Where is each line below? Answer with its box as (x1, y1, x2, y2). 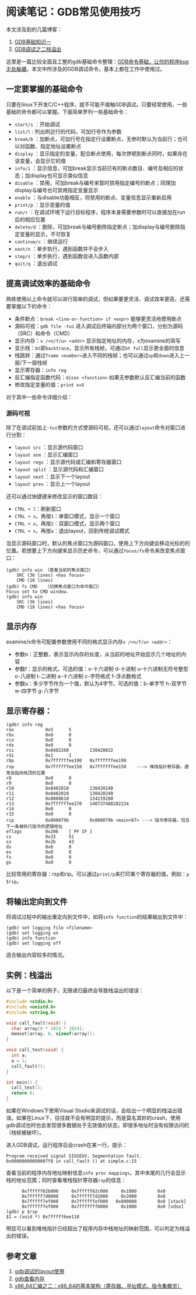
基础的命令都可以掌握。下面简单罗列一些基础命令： (6, 108, 129, 115)
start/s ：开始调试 (14, 121, 60, 128)
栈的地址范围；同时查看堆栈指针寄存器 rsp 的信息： (6, 1177, 127, 1184)
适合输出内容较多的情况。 (6, 952, 68, 959)
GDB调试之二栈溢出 (14, 45, 62, 53)
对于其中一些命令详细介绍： (6, 393, 73, 400)
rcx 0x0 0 (6, 737, 72, 743)
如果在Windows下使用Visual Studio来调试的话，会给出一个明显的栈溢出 (6, 1107, 178, 1114)
